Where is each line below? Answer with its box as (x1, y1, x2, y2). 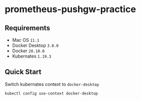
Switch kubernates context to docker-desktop (5, 81, 99, 87)
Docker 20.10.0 (12, 48, 45, 54)
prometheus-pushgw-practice (5, 4, 136, 15)
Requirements (5, 24, 50, 32)
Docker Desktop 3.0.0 (12, 42, 59, 48)
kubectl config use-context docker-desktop (5, 91, 98, 96)
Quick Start (5, 68, 42, 76)
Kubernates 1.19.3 (12, 53, 52, 59)
